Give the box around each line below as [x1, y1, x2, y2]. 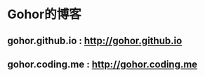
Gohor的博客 [7, 6, 82, 22]
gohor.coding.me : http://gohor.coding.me [7, 58, 198, 70]
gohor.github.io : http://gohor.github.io [7, 34, 183, 46]
